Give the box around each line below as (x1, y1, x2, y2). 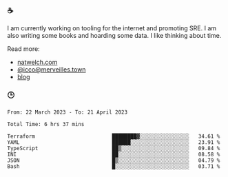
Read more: (7, 45, 40, 53)
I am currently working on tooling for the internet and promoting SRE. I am (7, 24, 217, 32)
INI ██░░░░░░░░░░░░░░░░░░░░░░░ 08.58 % (7, 151, 220, 158)
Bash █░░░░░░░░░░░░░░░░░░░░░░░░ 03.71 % (7, 163, 220, 170)
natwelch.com (17, 58, 58, 67)
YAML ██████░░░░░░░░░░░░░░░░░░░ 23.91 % (7, 138, 220, 146)
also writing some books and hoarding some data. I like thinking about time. (7, 32, 222, 40)
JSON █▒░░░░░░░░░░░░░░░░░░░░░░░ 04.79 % (7, 157, 220, 164)
